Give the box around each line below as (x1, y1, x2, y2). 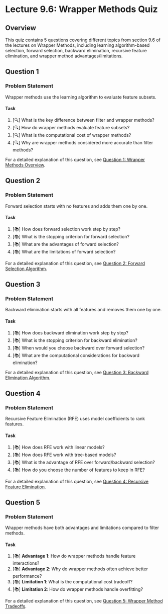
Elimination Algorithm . (5, 375, 51, 381)
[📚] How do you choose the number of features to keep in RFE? (12, 467, 145, 473)
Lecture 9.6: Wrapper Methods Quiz (5, 4, 158, 15)
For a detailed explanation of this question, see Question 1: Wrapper (5, 156, 145, 162)
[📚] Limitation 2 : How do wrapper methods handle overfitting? (12, 586, 143, 592)
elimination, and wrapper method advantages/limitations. (5, 53, 123, 59)
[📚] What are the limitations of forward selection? (12, 248, 116, 254)
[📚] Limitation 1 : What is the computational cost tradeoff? (12, 579, 133, 585)
